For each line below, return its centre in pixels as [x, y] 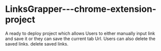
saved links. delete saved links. [37, 44]
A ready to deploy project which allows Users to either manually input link [80, 33]
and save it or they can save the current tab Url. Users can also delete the [80, 39]
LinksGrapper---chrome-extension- [81, 9]
